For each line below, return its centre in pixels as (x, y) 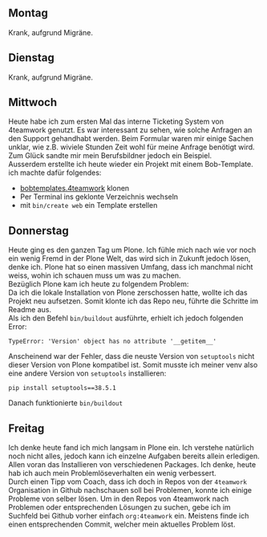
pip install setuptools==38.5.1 (62, 389)
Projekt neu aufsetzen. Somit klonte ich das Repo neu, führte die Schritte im (133, 301)
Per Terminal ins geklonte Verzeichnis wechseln (99, 197)
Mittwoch (33, 102)
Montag (28, 13)
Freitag (26, 428)
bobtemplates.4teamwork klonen (75, 189)
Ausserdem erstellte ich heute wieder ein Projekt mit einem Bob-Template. (131, 165)
